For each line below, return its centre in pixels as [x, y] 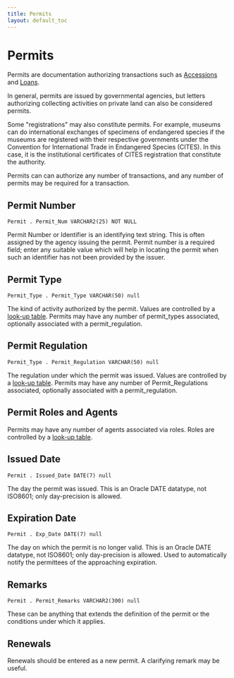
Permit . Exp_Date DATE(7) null [55, 534]
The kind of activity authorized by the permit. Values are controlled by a [111, 309]
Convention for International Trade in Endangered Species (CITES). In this [114, 147]
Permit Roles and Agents [63, 412]
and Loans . [24, 83]
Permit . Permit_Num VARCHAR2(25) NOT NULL [72, 222]
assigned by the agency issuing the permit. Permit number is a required [111, 242]
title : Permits [30, 14]
